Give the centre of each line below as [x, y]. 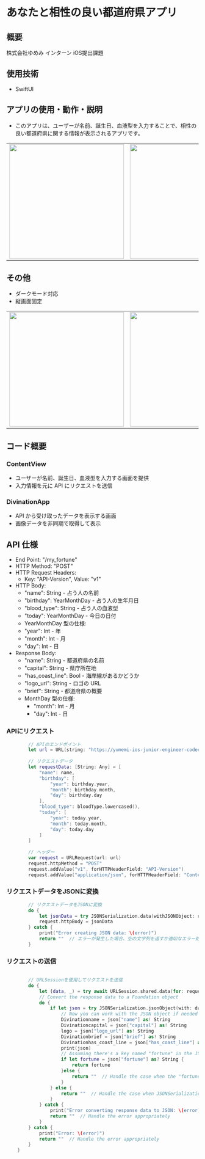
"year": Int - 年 [42, 631]
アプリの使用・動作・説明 [54, 110]
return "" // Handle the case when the [124, 1076]
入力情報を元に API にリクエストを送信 [64, 485]
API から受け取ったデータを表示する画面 [66, 516]
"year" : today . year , [76, 818]
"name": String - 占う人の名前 [62, 593]
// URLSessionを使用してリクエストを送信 [76, 980]
